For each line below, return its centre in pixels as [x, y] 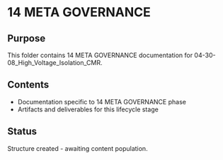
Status [22, 131]
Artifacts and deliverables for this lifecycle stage [88, 109]
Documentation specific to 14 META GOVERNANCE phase [102, 101]
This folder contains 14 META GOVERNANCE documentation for [100, 55]
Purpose [27, 38]
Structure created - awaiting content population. [78, 148]
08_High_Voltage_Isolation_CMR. [55, 63]
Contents [28, 85]
